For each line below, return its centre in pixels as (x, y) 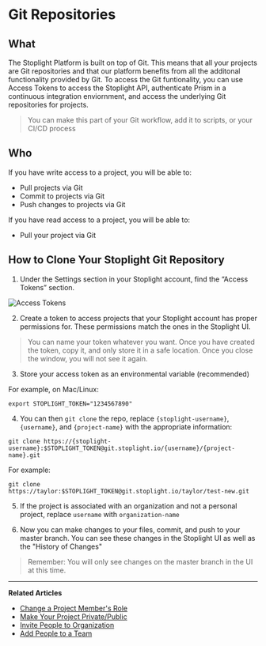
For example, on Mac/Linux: (53, 389)
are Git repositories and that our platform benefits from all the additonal (124, 71)
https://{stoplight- (77, 441)
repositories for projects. (48, 105)
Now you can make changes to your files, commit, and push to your (130, 529)
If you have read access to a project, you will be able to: (99, 220)
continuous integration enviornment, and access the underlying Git (117, 96)
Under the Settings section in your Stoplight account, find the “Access (134, 279)
